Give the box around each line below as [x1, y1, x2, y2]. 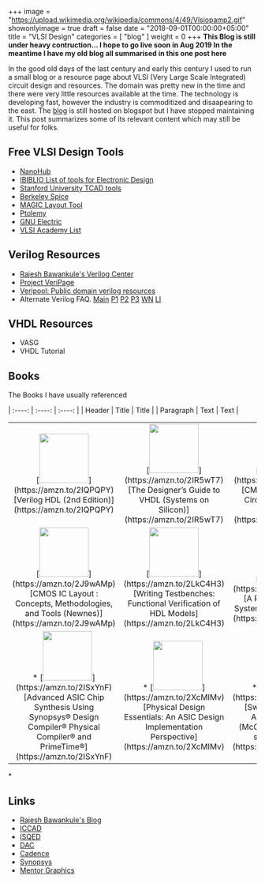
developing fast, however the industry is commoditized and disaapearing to [8, 98, 253, 107]
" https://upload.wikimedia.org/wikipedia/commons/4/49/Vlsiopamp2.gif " [8, 15, 246, 24]
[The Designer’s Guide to [127, 485, 221, 496]
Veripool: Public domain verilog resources [19, 286, 156, 295]
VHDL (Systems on [139, 494, 210, 505]
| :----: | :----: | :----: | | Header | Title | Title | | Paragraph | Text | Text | [8, 406, 239, 415]
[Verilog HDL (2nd [13, 494, 81, 505]
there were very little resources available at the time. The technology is [8, 89, 239, 98]
